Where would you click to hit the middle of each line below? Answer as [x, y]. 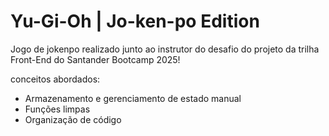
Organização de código [73, 119]
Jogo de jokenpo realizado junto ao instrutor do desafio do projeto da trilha [165, 49]
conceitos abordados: [55, 79]
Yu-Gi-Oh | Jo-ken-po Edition [135, 21]
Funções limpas [57, 109]
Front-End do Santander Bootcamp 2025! [95, 59]
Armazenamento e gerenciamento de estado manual [133, 98]
